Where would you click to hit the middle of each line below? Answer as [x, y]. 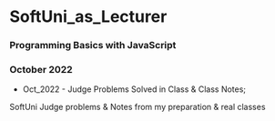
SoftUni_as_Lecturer [88, 17]
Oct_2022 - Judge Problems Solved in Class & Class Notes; [134, 89]
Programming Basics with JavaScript [93, 45]
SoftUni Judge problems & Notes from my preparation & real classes [137, 107]
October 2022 [41, 70]
